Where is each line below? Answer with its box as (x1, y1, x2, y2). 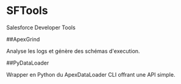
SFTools (6, 4, 48, 18)
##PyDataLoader (6, 59, 49, 66)
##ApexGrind (6, 35, 40, 43)
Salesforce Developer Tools (6, 24, 76, 31)
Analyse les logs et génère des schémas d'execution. (6, 47, 140, 55)
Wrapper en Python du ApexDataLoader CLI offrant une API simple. (6, 71, 176, 78)
